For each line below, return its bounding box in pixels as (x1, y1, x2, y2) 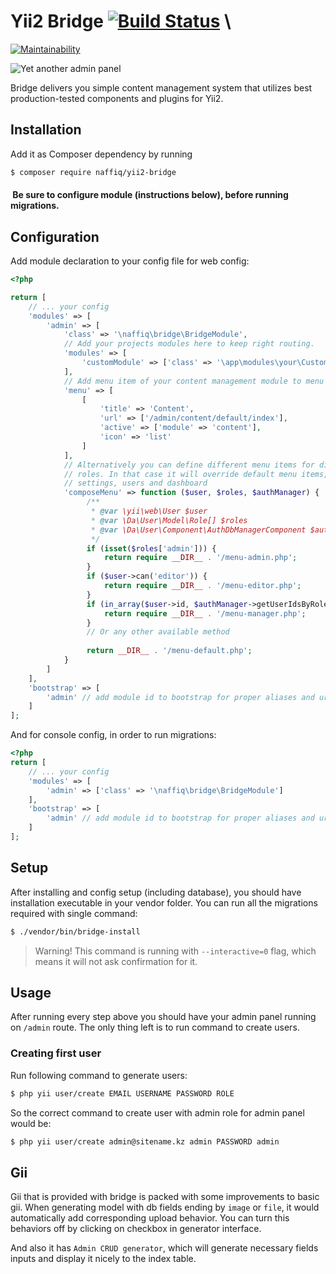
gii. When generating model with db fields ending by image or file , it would (10, 1201, 320, 1214)
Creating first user (10, 1046, 102, 1060)
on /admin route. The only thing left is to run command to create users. (10, 1021, 300, 1034)
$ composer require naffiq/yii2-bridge (10, 167, 177, 177)
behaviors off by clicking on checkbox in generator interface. (10, 1223, 262, 1235)
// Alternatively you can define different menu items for (63, 460, 315, 470)
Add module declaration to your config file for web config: (10, 255, 250, 267)
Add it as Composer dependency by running (10, 148, 193, 160)
